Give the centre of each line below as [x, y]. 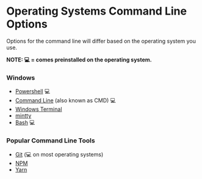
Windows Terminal [38, 109]
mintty [23, 116]
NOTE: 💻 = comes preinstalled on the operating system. [79, 60]
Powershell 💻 [33, 91]
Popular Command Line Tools [51, 141]
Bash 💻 [25, 122]
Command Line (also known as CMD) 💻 [65, 100]
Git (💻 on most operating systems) [59, 154]
